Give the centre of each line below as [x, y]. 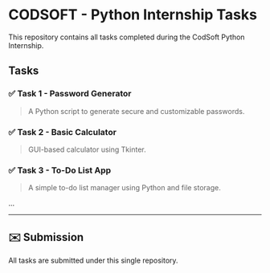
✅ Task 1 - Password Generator [70, 94]
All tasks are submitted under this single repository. [93, 261]
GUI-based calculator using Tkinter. [87, 149]
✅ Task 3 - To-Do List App [60, 170]
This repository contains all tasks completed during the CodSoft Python [127, 37]
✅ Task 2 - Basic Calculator [62, 132]
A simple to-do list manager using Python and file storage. [124, 188]
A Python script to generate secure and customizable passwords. [136, 111]
